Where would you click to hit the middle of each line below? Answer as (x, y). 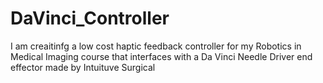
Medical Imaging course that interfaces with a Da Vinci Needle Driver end (161, 56)
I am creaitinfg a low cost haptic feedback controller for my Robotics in (156, 46)
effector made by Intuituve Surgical (83, 67)
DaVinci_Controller (90, 18)
